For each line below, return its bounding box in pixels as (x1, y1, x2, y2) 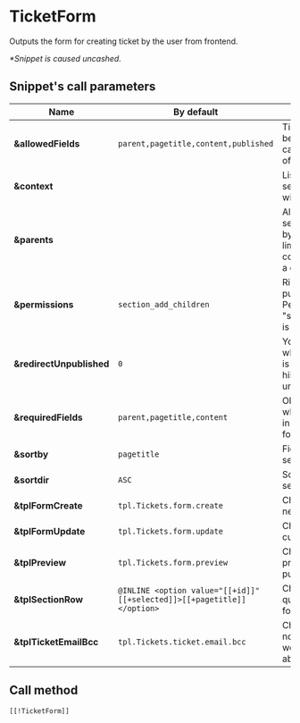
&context (13, 180, 54, 192)
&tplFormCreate (13, 499, 83, 511)
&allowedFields (13, 137, 80, 149)
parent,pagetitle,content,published (117, 139, 274, 148)
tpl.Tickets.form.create (117, 500, 224, 510)
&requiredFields (13, 411, 83, 424)
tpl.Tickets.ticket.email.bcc (117, 636, 246, 647)
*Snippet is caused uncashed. (9, 53, 122, 63)
